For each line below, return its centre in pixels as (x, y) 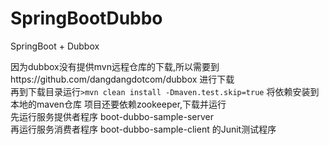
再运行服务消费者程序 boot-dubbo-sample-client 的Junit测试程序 (143, 129)
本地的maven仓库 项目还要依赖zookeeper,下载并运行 (118, 104)
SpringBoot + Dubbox (55, 46)
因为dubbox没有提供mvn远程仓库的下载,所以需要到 (115, 66)
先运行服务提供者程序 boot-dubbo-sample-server (112, 116)
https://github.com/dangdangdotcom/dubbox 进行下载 (122, 79)
